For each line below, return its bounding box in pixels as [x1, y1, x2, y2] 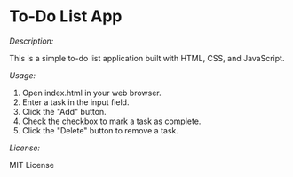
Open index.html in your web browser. [21, 87, 162, 98]
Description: [9, 36, 54, 46]
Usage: [9, 69, 36, 81]
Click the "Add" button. [21, 106, 107, 117]
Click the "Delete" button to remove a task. [21, 125, 179, 135]
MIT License [9, 159, 55, 170]
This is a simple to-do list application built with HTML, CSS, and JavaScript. [9, 52, 285, 63]
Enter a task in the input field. [21, 96, 130, 108]
